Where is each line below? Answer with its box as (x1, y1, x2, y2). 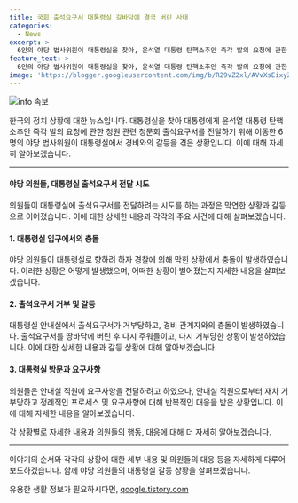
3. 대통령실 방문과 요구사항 (9, 364, 101, 374)
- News (17, 29, 42, 38)
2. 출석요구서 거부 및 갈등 (9, 298, 96, 309)
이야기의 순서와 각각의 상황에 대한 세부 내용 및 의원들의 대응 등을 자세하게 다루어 (9, 453, 286, 464)
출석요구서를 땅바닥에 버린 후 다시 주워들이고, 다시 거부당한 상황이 (20, 331, 248, 342)
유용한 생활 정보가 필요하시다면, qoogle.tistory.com (9, 483, 189, 494)
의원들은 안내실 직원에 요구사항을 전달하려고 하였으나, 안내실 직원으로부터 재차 (9, 385, 279, 396)
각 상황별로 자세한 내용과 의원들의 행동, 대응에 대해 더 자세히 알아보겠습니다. (9, 427, 272, 437)
